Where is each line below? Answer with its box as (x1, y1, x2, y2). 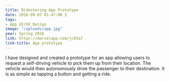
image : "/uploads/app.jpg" (5, 26, 63, 32)
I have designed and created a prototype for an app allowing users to (5, 54, 150, 61)
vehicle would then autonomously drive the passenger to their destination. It (5, 65, 165, 71)
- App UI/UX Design (5, 21, 47, 27)
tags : (5, 17, 17, 22)
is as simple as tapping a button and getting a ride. (5, 71, 111, 77)
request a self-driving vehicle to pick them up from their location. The (5, 60, 151, 66)
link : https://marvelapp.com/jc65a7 (5, 36, 83, 41)
